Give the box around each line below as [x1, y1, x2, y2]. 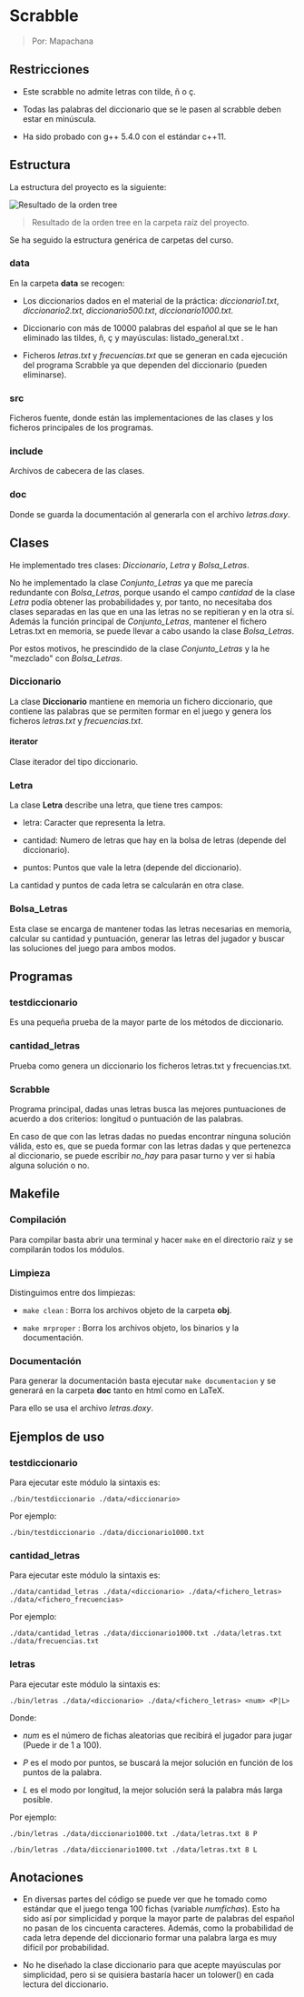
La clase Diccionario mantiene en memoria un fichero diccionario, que [9, 696, 274, 707]
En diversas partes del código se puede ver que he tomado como [22, 1893, 268, 1905]
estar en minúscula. [22, 113, 97, 124]
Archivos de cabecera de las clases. [9, 466, 145, 477]
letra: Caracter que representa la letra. [22, 818, 166, 828]
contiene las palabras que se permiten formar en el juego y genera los [9, 706, 272, 717]
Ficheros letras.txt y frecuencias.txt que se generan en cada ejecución [22, 349, 288, 360]
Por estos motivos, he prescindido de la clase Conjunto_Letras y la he [9, 643, 270, 654]
